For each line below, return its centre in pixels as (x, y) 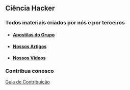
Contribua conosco (30, 71)
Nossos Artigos (30, 46)
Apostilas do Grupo (34, 34)
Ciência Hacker (30, 8)
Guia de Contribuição (28, 82)
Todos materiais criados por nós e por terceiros (65, 23)
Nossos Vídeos (29, 58)
